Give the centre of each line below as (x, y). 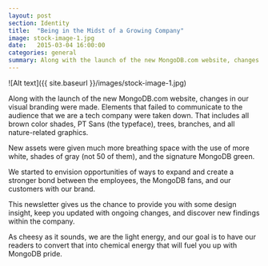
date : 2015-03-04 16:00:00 (57, 46)
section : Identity (39, 23)
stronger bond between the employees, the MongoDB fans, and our (120, 180)
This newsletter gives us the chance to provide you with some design (122, 204)
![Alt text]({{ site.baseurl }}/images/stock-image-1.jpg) (97, 83)
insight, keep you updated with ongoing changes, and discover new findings (134, 212)
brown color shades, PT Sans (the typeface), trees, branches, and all (122, 124)
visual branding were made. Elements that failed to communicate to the (126, 107)
